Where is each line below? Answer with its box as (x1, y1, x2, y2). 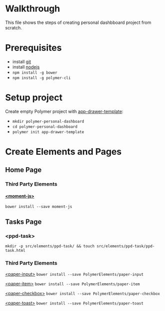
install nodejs (12, 64, 40, 70)
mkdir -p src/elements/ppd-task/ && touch (5, 244, 95, 249)
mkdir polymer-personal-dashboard (12, 119, 84, 124)
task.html (5, 248, 26, 253)
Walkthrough (5, 3, 60, 14)
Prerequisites (5, 42, 62, 54)
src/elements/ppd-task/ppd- (96, 244, 155, 249)
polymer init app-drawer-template (12, 129, 84, 134)
